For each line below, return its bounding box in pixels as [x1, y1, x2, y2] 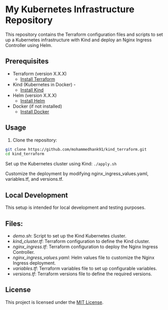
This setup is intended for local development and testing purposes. [5, 204, 146, 210]
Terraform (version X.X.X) [12, 70, 67, 77]
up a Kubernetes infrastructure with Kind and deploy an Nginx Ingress [5, 37, 152, 43]
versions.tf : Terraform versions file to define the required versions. [12, 271, 152, 277]
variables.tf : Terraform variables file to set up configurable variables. [12, 265, 157, 271]
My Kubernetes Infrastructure [5, 4, 135, 15]
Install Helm [20, 98, 45, 104]
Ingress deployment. [12, 259, 56, 266]
